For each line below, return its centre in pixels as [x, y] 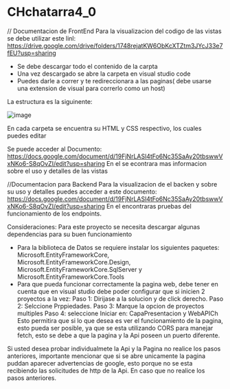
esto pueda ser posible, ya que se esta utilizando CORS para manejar [115, 328]
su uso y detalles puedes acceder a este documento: [82, 191]
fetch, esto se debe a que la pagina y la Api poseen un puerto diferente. [118, 335]
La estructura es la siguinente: [50, 101]
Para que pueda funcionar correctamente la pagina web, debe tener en [117, 284]
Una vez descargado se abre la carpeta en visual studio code [104, 74]
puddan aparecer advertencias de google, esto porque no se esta [100, 363]
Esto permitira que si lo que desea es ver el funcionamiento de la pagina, [120, 320]
